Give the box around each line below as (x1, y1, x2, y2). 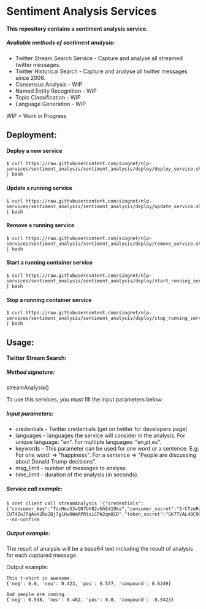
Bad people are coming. (6, 591, 67, 598)
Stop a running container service (6, 296, 92, 303)
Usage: (6, 337, 35, 347)
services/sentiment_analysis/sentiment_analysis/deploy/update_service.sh (6, 203, 202, 209)
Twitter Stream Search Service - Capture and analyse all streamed (15, 54, 183, 62)
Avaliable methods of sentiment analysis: (6, 39, 115, 47)
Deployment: (6, 130, 57, 141)
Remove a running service (6, 222, 75, 229)
